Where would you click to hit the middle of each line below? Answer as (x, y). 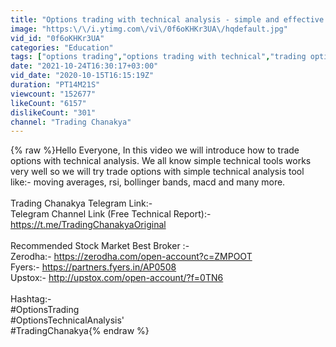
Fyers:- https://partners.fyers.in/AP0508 (93, 267)
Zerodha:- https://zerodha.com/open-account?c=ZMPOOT (131, 257)
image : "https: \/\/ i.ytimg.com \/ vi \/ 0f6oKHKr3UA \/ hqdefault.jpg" (149, 29)
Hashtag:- (31, 299)
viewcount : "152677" (53, 94)
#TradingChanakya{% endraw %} (80, 331)
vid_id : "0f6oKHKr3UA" (57, 38)
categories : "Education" (62, 47)
